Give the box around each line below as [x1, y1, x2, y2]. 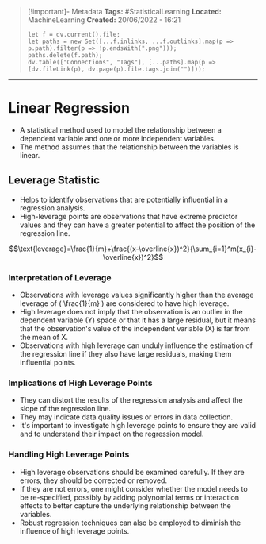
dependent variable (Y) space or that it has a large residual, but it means [19, 315, 256, 325]
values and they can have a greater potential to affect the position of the [19, 220, 256, 230]
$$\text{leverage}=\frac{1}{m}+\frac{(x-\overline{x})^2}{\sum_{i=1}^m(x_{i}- [9, 244, 257, 253]
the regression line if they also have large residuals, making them [19, 349, 232, 359]
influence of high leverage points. [19, 526, 130, 535]
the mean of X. [19, 333, 69, 342]
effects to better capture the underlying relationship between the [19, 500, 231, 511]
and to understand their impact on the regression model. [19, 429, 204, 439]
